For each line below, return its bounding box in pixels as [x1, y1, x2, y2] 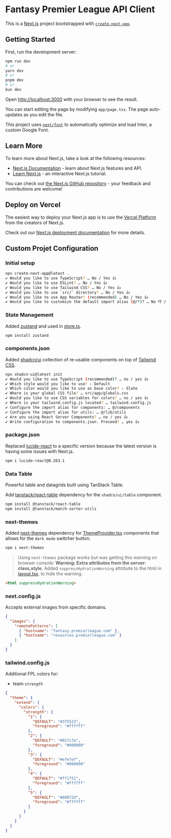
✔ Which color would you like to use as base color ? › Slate [5, 386, 138, 391]
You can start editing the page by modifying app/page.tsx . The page [5, 106, 149, 112]
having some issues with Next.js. [5, 448, 74, 454]
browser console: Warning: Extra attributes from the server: [17, 560, 147, 566]
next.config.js [5, 592, 41, 599]
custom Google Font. [5, 126, 49, 133]
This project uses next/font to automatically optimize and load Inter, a [5, 121, 152, 127]
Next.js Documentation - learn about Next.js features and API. [12, 165, 142, 171]
